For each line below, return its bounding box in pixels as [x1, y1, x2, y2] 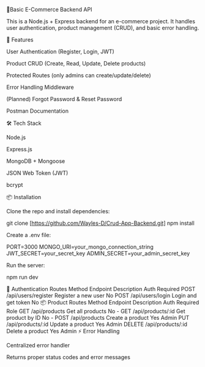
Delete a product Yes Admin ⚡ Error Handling [6, 328, 120, 335]
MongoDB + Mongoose [6, 157, 65, 165]
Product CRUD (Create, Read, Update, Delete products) [6, 60, 146, 67]
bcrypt [6, 181, 23, 188]
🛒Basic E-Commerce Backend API [6, 6, 92, 13]
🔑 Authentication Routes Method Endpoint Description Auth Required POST [6, 286, 196, 292]
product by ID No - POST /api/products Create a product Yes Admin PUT [6, 314, 190, 321]
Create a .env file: [6, 232, 51, 238]
